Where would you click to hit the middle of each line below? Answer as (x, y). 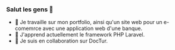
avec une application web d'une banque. (93, 28)
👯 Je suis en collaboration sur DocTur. (61, 41)
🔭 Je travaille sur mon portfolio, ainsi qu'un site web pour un (88, 22)
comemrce (28, 28)
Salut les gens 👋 (30, 9)
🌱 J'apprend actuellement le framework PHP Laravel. (79, 35)
